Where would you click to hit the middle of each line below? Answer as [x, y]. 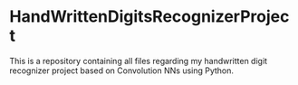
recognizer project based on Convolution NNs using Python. [121, 71]
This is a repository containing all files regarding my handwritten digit [139, 61]
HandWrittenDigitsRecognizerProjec [149, 17]
